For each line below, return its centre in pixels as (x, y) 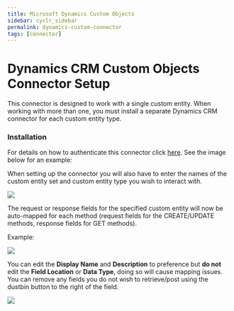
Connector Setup (59, 84)
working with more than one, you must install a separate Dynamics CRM (112, 111)
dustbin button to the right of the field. (63, 287)
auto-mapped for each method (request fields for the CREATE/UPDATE (111, 216)
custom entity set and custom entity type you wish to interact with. (105, 181)
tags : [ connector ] (34, 34)
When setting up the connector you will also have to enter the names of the (117, 174)
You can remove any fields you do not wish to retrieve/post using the (108, 279)
